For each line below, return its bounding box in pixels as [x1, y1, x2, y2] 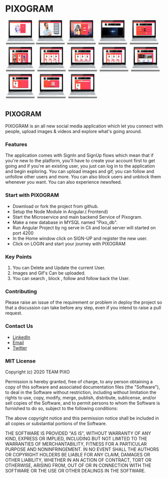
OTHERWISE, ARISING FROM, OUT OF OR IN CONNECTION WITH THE [5, 462, 151, 468]
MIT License [5, 357, 36, 364]
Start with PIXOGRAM [5, 192, 59, 199]
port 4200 [12, 230, 34, 236]
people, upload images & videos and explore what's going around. [5, 128, 142, 134]
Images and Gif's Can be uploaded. [12, 270, 86, 276]
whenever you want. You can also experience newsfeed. [5, 179, 122, 185]
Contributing [5, 288, 37, 295]
